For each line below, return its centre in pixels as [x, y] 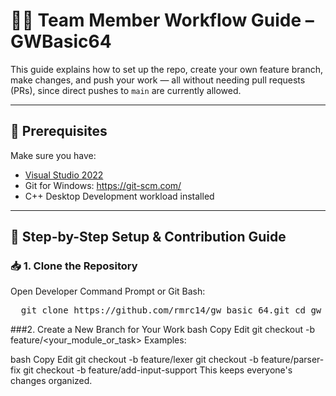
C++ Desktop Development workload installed [119, 196]
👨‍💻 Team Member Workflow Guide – [162, 20]
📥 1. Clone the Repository [74, 266]
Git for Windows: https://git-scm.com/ [103, 185]
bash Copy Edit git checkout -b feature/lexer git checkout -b [134, 360]
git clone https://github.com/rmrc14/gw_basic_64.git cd [163, 310]
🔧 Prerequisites [59, 131]
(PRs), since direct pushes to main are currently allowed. [126, 90]
